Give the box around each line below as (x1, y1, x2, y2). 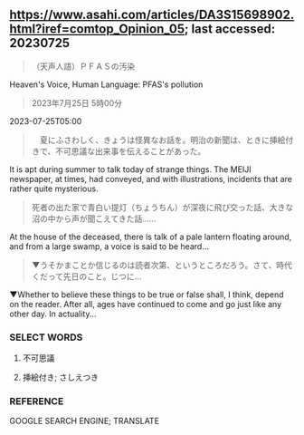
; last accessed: (184, 22, 276, 37)
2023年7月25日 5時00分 (31, 97, 123, 108)
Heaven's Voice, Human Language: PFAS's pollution (9, 79, 204, 90)
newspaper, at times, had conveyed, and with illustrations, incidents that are (9, 173, 292, 184)
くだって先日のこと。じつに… (31, 271, 142, 282)
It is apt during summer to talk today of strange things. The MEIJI (9, 163, 252, 175)
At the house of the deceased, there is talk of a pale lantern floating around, (9, 231, 292, 242)
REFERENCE (9, 395, 64, 408)
